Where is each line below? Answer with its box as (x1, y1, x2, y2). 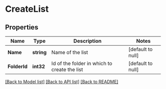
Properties (5, 23, 39, 31)
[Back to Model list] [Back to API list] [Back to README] (5, 79, 119, 85)
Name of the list (51, 49, 88, 56)
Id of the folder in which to (51, 60, 113, 67)
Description (73, 38, 102, 44)
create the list (51, 66, 83, 73)
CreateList (5, 3, 49, 15)
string (32, 49, 47, 56)
